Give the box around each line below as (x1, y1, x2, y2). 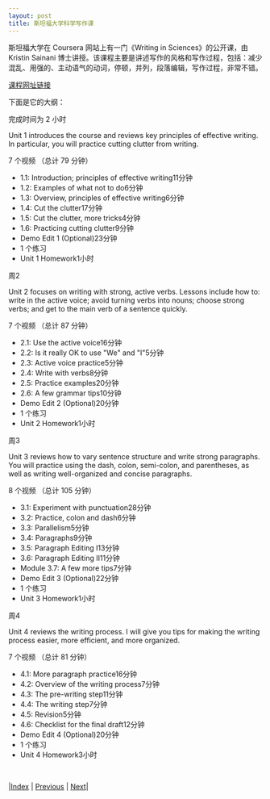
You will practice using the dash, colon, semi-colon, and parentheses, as (8, 460, 250, 470)
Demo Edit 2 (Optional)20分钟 (19, 398, 119, 408)
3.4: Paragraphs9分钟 (19, 533, 93, 542)
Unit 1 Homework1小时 (19, 253, 94, 263)
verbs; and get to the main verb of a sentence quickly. (8, 303, 188, 313)
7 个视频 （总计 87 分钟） (8, 320, 93, 330)
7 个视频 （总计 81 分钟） (8, 651, 92, 662)
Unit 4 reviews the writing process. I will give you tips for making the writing (8, 626, 260, 636)
